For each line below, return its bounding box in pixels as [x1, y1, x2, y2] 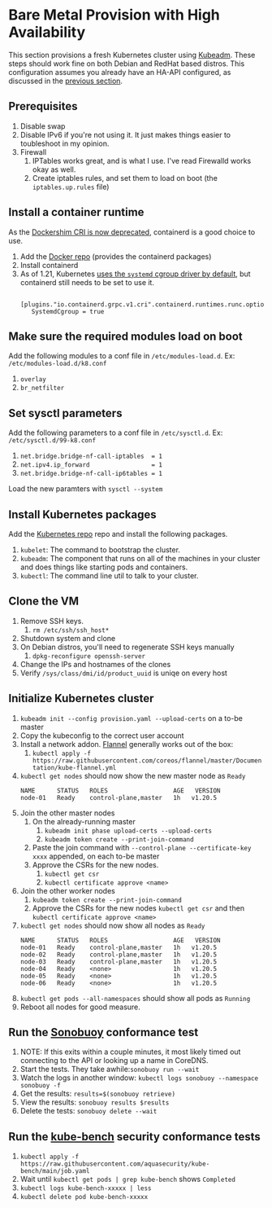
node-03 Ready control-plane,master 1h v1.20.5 [19, 957, 218, 966]
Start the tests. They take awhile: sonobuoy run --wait [19, 1065, 200, 1074]
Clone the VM [8, 595, 80, 608]
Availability [8, 23, 86, 42]
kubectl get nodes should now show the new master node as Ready [19, 771, 246, 780]
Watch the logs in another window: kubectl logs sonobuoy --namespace [19, 1073, 258, 1083]
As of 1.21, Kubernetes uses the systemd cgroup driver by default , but [19, 269, 251, 279]
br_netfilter [19, 384, 65, 393]
